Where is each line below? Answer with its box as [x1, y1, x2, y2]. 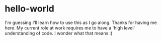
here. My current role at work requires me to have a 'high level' [5, 24, 135, 30]
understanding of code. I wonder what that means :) [5, 30, 113, 36]
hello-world [5, 3, 55, 14]
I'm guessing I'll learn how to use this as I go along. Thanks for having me [5, 19, 157, 25]
